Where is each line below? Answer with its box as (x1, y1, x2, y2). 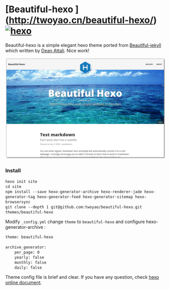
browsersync (5, 200, 31, 205)
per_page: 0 (14, 250, 40, 255)
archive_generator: (5, 245, 47, 250)
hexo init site (5, 179, 38, 184)
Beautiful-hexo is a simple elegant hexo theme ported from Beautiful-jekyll (5, 42, 161, 48)
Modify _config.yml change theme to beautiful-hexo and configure (5, 219, 145, 225)
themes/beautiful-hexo (5, 210, 53, 215)
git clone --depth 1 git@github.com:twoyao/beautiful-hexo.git (5, 205, 143, 210)
